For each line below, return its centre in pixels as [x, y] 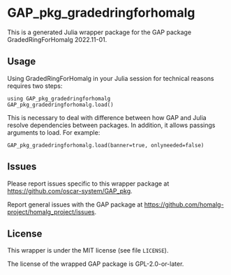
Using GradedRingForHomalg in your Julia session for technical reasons [111, 78]
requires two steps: [35, 86]
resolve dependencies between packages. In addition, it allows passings [111, 125]
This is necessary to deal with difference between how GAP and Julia [107, 117]
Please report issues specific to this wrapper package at [88, 184]
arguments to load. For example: [54, 132]
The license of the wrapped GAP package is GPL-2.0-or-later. [96, 264]
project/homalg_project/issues [51, 211]
